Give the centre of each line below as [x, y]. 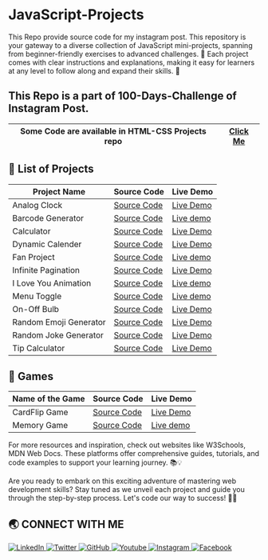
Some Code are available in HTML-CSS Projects [113, 131]
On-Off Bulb [36, 309]
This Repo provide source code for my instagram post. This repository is [127, 37]
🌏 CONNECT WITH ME [66, 524]
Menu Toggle [37, 296]
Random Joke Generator [58, 335]
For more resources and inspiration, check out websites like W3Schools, [127, 445]
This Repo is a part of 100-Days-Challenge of [122, 96]
